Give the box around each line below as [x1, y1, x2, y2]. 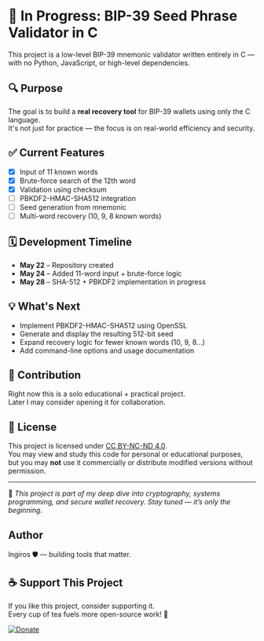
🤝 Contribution [8, 368, 81, 382]
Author [8, 528, 43, 541]
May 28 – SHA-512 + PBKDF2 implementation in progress [19, 277, 207, 286]
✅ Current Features [8, 146, 105, 159]
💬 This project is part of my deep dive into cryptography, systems [8, 489, 221, 498]
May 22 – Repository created [19, 260, 114, 269]
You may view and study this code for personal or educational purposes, [8, 449, 244, 459]
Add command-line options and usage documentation [19, 346, 195, 355]
